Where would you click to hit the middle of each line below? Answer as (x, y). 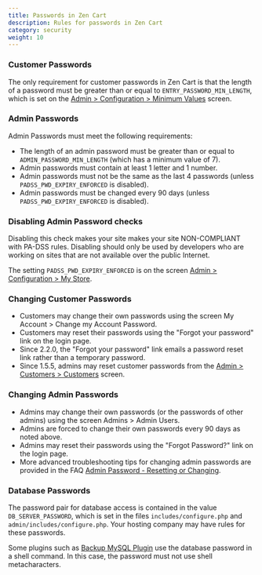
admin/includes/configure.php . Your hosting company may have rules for (127, 524)
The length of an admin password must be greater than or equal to (127, 151)
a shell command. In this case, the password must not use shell (111, 556)
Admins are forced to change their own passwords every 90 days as (130, 428)
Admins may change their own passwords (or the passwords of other (131, 412)
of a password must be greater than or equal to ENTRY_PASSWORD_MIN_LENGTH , (130, 90)
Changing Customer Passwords (70, 299)
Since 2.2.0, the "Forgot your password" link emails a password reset (131, 349)
